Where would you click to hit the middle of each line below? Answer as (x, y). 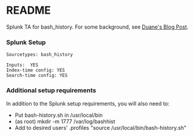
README (29, 10)
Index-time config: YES (36, 70)
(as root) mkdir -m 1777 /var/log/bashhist (65, 121)
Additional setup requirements (51, 91)
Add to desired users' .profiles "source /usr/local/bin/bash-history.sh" (100, 127)
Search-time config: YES (37, 76)
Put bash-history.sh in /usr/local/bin (59, 115)
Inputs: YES (22, 65)
